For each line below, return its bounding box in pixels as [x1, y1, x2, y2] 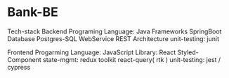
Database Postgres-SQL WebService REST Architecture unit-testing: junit [7, 34, 220, 42]
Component [7, 55, 42, 63]
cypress [7, 63, 31, 71]
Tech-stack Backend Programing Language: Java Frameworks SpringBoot [7, 27, 222, 36]
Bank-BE [7, 4, 58, 20]
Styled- [177, 48, 199, 56]
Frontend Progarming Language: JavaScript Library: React [7, 48, 176, 56]
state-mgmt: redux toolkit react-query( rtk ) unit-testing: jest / [43, 55, 221, 63]
